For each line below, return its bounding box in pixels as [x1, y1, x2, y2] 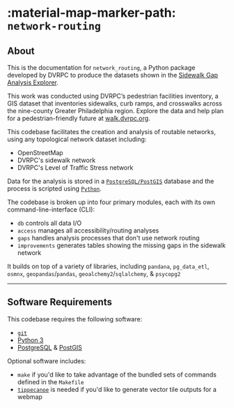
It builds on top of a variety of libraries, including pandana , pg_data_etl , [7, 262, 210, 270]
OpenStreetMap [17, 149, 64, 156]
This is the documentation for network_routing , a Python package [7, 64, 196, 71]
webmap [17, 393, 43, 401]
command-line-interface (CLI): [7, 205, 95, 214]
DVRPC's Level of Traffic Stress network [17, 163, 134, 172]
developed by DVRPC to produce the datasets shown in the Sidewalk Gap [7, 71, 218, 79]
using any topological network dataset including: [7, 135, 147, 143]
